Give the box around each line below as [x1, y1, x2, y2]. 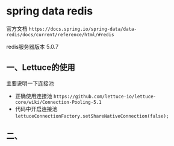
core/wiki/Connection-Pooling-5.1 [14, 99, 102, 105]
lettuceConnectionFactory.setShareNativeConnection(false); [14, 113, 169, 119]
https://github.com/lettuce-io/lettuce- [53, 94, 157, 100]
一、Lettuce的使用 [6, 62, 75, 73]
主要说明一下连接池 [6, 80, 54, 87]
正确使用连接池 [14, 92, 52, 100]
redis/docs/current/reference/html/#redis [6, 31, 114, 37]
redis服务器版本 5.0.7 [6, 43, 59, 50]
